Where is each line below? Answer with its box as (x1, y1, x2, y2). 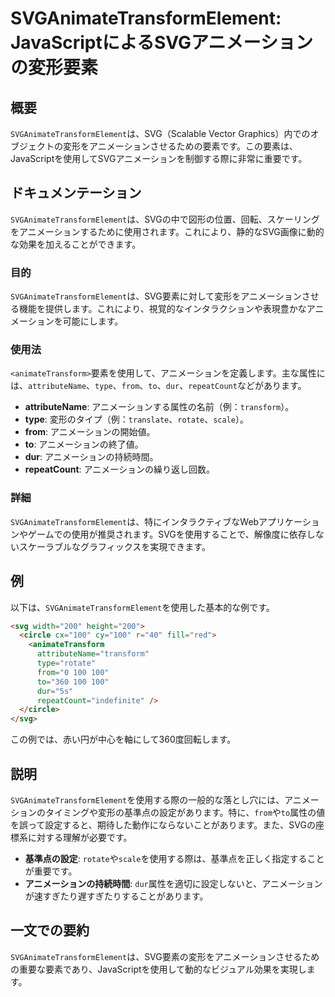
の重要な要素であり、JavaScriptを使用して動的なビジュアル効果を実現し (10, 963, 307, 975)
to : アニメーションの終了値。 (24, 438, 144, 451)
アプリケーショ (258, 515, 320, 527)
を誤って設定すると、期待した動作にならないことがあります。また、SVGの (10, 818, 316, 831)
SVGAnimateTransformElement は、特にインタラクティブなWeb (10, 515, 260, 527)
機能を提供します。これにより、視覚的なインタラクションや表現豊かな (18, 303, 307, 315)
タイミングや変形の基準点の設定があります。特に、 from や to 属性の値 (44, 806, 326, 818)
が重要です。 (24, 865, 78, 877)
